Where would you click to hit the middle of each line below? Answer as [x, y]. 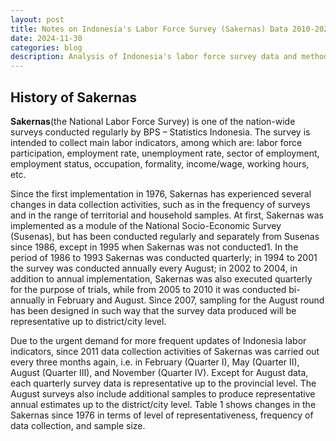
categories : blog [46, 47]
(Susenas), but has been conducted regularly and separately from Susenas [165, 236]
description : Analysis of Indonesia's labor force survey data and [154, 57]
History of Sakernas [74, 97]
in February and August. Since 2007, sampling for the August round [186, 300]
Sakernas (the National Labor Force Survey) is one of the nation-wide [153, 121]
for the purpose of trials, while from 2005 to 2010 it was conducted [148, 289]
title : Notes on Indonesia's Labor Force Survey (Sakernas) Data [149, 29]
